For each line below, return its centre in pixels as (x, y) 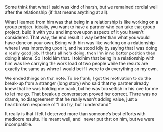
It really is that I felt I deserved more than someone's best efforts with (75, 114)
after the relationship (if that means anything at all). (57, 12)
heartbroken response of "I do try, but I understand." (58, 104)
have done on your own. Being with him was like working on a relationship (80, 43)
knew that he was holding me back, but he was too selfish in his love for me (82, 89)
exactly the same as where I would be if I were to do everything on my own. (81, 69)
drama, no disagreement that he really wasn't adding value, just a (71, 99)
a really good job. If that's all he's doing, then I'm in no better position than (80, 53)
